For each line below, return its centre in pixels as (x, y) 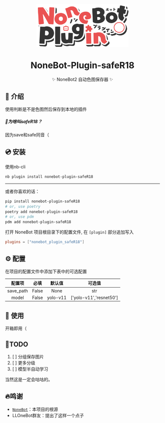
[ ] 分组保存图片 (28, 357)
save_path (18, 291)
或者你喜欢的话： (22, 191)
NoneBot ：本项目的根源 (35, 409)
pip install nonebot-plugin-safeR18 (42, 201)
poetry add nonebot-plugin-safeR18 (41, 212)
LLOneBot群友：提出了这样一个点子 (48, 415)
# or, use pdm (20, 217)
